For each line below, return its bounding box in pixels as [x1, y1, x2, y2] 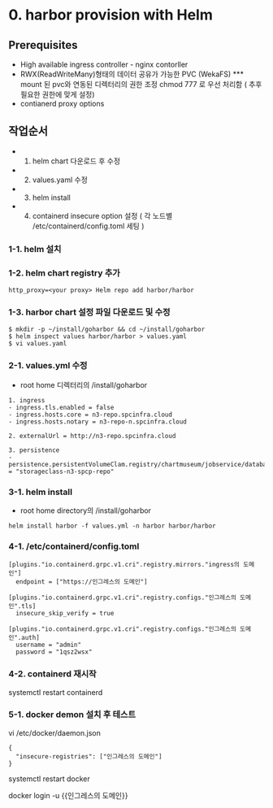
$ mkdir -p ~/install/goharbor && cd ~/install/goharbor [8, 325, 206, 334]
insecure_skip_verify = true [15, 610, 115, 618]
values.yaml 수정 [32, 175, 88, 185]
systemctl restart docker [8, 774, 91, 784]
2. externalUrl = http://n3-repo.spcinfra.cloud [8, 432, 176, 440]
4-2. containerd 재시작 [8, 668, 97, 680]
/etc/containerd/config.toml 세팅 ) [32, 221, 145, 231]
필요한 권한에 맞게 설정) [19, 89, 95, 99]
